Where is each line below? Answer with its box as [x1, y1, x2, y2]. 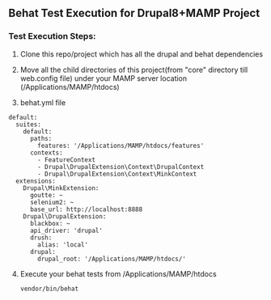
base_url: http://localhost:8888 [29, 205, 143, 213]
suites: [15, 120, 42, 129]
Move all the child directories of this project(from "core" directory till [19, 65, 248, 74]
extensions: [15, 177, 57, 185]
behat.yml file [19, 97, 66, 108]
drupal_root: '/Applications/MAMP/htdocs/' [37, 255, 186, 263]
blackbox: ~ [29, 219, 70, 227]
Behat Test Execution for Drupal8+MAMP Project [8, 6, 260, 20]
